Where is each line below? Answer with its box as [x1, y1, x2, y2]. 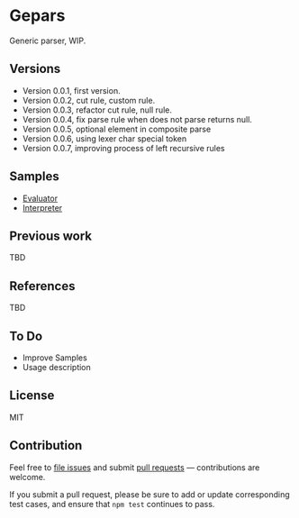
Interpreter [22, 202, 63, 213]
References [9, 278, 76, 294]
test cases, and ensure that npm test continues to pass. [9, 498, 215, 509]
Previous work [9, 228, 93, 243]
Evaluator [22, 193, 59, 204]
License [9, 388, 55, 404]
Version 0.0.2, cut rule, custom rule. [22, 95, 156, 105]
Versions [9, 61, 61, 77]
